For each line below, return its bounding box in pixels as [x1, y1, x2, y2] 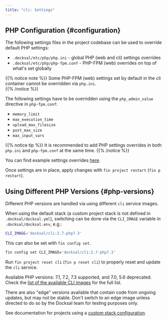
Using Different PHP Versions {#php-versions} [5, 187, 154, 196]
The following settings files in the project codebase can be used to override [5, 39, 162, 45]
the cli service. [5, 264, 38, 270]
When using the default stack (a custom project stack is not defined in [5, 210, 151, 216]
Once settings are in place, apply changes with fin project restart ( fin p [5, 167, 161, 173]
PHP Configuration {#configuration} [5, 26, 121, 35]
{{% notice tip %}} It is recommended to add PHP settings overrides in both [5, 142, 162, 148]
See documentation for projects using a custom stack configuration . [5, 310, 146, 316]
